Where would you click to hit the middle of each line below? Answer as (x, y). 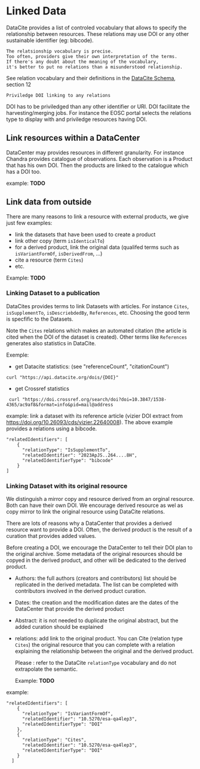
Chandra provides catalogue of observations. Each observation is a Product (99, 159)
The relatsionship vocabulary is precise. (60, 51)
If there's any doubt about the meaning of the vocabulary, (83, 62)
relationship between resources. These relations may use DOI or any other (98, 34)
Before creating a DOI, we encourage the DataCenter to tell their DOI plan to (99, 548)
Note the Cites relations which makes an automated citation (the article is (96, 330)
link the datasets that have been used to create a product (85, 234)
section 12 (19, 84)
